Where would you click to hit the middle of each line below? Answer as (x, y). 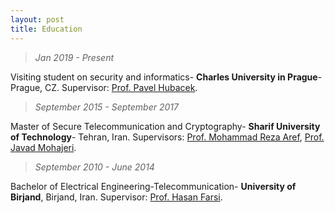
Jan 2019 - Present (74, 57)
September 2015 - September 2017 (106, 107)
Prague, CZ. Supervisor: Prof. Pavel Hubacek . (104, 87)
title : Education (46, 29)
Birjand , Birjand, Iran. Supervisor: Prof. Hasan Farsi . (116, 197)
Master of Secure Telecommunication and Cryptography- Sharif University (165, 126)
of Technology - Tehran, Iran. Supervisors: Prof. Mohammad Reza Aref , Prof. (167, 137)
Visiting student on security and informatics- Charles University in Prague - (166, 77)
